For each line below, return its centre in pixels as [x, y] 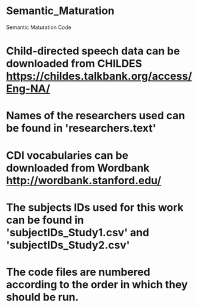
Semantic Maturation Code [39, 27]
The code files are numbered [78, 272]
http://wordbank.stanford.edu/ [84, 180]
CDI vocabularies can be [67, 155]
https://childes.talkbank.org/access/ [99, 76]
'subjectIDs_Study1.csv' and [78, 232]
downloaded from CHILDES [74, 64]
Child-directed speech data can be [93, 51]
